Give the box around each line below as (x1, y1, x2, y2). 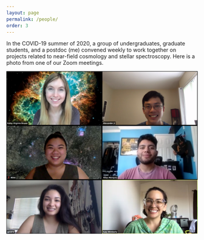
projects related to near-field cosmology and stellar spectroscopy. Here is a (6, 53, 195, 60)
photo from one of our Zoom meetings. (6, 59, 104, 67)
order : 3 (6, 22, 29, 28)
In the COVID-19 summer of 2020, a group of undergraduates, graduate (6, 40, 185, 47)
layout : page (6, 10, 39, 16)
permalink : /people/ (6, 16, 59, 22)
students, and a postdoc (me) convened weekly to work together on (6, 46, 177, 54)
